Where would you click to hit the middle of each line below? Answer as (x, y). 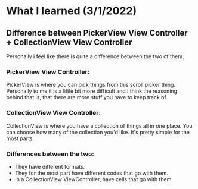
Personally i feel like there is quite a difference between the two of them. (95, 56)
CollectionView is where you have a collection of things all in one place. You (99, 125)
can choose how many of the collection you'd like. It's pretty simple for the (98, 132)
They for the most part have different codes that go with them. (92, 173)
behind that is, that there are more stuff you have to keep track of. (87, 97)
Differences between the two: (50, 154)
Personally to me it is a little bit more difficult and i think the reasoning (92, 91)
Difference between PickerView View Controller (97, 33)
